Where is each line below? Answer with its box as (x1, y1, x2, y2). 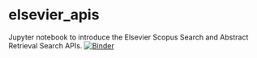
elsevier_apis (8, 6, 100, 24)
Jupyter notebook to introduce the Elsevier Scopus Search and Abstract (8, 32, 249, 42)
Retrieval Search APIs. (8, 40, 83, 50)
